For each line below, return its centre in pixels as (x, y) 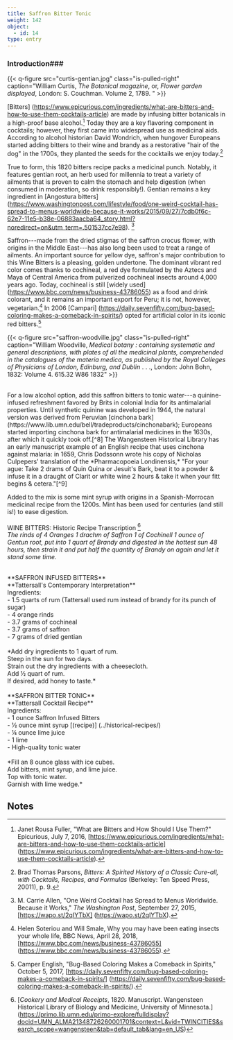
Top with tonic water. (37, 777)
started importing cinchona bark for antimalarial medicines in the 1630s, (110, 432)
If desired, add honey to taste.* (52, 681)
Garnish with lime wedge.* (45, 784)
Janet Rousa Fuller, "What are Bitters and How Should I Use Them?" (114, 829)
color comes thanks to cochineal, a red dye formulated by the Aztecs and (112, 270)
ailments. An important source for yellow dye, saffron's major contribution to (116, 255)
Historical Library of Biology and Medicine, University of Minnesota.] (115, 1007)
